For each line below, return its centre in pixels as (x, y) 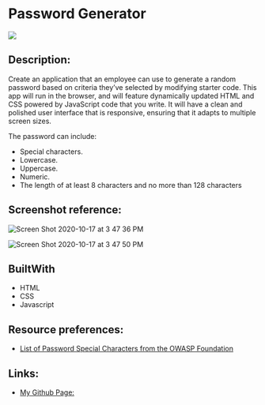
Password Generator (77, 14)
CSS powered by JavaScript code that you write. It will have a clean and (125, 104)
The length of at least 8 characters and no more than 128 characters (131, 185)
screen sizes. (30, 121)
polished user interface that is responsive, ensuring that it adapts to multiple (132, 112)
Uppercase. (39, 168)
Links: (24, 373)
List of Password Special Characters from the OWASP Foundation (126, 349)
